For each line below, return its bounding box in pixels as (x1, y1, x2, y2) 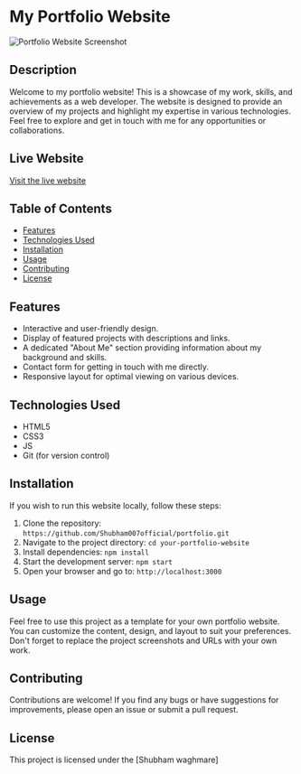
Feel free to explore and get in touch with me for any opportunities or (9, 115, 267, 126)
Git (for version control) (22, 450, 110, 461)
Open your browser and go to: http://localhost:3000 (22, 565, 222, 576)
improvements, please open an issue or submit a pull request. (9, 704, 239, 715)
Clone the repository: (22, 518, 102, 528)
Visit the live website (9, 174, 87, 186)
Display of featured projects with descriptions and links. (22, 332, 230, 344)
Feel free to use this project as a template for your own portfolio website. (9, 616, 280, 627)
